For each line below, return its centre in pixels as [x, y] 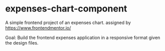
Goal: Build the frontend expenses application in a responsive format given [83, 37]
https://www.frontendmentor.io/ [38, 27]
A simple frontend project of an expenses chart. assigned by [68, 22]
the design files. [22, 42]
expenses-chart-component [66, 9]
